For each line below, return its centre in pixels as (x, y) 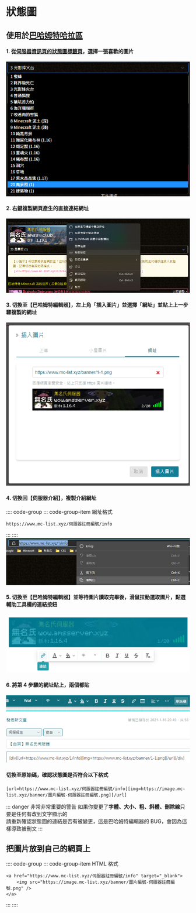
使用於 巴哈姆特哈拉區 (44, 35)
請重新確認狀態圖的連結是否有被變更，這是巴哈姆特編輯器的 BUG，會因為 (94, 821)
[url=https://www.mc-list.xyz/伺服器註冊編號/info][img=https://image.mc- (96, 789)
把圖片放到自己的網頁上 (48, 848)
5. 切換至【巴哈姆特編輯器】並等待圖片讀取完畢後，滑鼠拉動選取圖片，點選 (96, 597)
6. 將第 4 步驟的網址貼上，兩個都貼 (48, 685)
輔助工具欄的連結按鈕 (32, 605)
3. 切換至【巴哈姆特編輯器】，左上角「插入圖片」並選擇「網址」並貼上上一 (95, 305)
